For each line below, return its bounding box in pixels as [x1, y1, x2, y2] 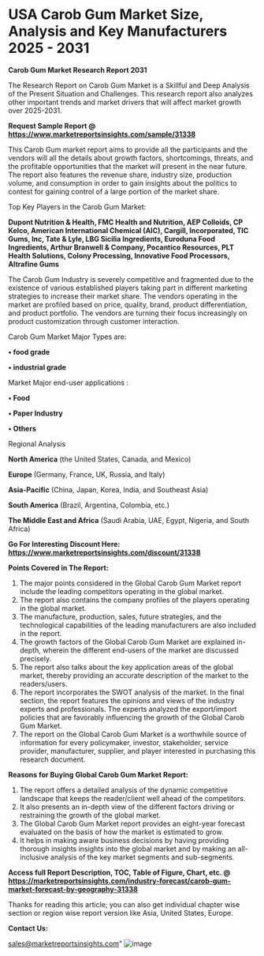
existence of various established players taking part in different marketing [8, 283, 247, 292]
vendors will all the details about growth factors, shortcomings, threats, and [8, 152, 254, 163]
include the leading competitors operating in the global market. [19, 586, 225, 596]
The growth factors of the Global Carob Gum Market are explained [19, 637, 235, 646]
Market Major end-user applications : [8, 378, 128, 387]
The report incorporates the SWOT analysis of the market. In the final [19, 687, 244, 697]
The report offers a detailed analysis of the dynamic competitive [19, 785, 229, 795]
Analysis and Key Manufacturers [8, 22, 228, 40]
